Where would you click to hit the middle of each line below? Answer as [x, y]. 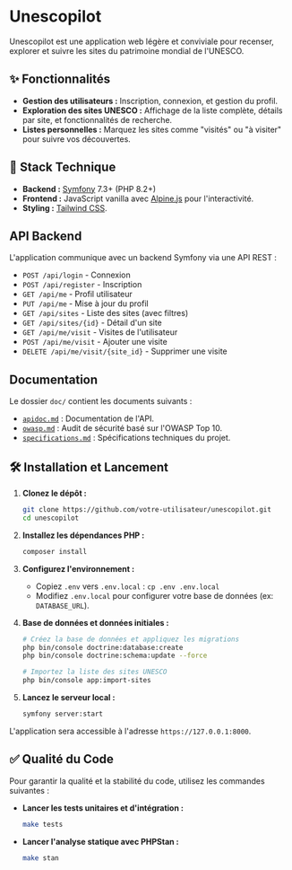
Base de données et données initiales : [95, 622]
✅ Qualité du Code [62, 759]
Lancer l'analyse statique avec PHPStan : [100, 841]
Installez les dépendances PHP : [83, 535]
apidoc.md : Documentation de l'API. [88, 418]
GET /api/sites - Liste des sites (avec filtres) [105, 313]
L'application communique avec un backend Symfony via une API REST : [143, 258]
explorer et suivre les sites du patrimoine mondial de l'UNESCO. [127, 50]
